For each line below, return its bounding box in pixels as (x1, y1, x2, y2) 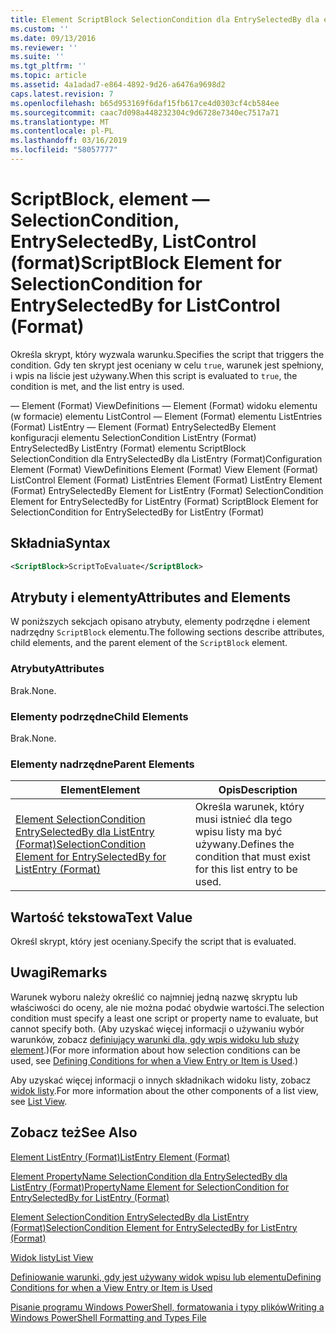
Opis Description (218, 783, 298, 797)
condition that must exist (194, 850, 312, 864)
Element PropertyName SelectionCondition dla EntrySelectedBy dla (10, 1170, 288, 1182)
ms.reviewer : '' (10, 42, 78, 53)
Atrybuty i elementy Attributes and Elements (10, 589, 292, 606)
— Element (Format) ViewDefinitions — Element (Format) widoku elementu (10, 399, 318, 411)
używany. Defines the (194, 837, 295, 851)
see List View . (10, 1095, 68, 1107)
